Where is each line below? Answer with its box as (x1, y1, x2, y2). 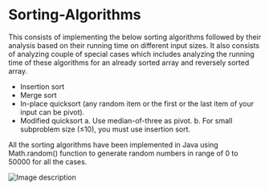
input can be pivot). (19, 107, 85, 117)
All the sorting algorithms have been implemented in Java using (8, 139, 218, 149)
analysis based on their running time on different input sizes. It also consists (8, 40, 260, 50)
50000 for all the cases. (8, 156, 88, 166)
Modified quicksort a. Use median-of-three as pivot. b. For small (19, 115, 233, 125)
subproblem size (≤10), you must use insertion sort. (19, 124, 191, 134)
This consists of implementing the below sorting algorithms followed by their (8, 32, 262, 42)
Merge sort (19, 90, 58, 99)
